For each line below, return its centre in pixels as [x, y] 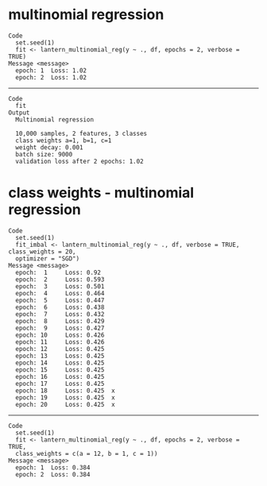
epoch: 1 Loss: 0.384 [53, 467]
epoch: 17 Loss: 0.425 [60, 384]
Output [19, 113]
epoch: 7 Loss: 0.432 [60, 314]
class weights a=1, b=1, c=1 [64, 141]
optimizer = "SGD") [48, 258]
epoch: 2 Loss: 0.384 [53, 474]
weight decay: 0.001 [49, 147]
